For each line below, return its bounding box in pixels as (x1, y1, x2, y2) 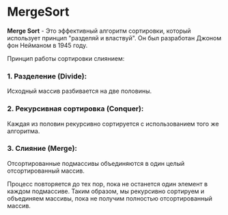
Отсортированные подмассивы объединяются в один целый (7, 159, 185, 167)
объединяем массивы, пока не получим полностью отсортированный (7, 194, 213, 202)
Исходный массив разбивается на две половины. (7, 87, 152, 96)
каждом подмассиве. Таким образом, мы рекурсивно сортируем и (7, 187, 205, 195)
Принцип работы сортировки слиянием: (7, 54, 125, 62)
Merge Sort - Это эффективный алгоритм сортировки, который (7, 27, 191, 35)
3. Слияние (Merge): (7, 144, 77, 154)
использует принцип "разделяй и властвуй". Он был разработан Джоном (7, 33, 222, 42)
